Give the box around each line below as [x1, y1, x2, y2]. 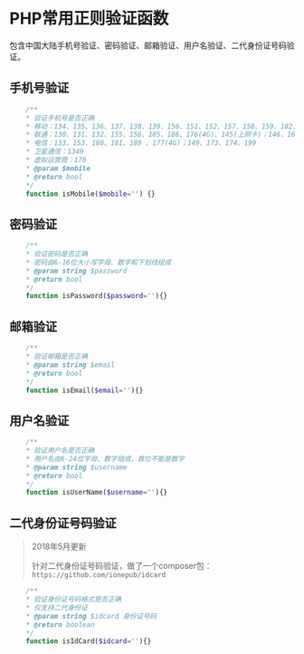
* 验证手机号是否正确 [25, 113, 95, 122]
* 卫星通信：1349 [25, 147, 84, 157]
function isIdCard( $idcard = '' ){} [25, 637, 152, 646]
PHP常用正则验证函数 [9, 8, 169, 29]
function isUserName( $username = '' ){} [25, 488, 168, 497]
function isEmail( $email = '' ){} [25, 386, 144, 395]
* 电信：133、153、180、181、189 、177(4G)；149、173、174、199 [25, 139, 257, 148]
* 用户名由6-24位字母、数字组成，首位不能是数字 [25, 454, 185, 463]
